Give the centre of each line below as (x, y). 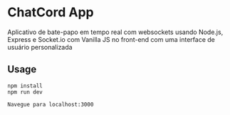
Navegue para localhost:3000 (51, 104)
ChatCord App (51, 12)
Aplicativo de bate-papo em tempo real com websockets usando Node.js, (115, 32)
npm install (25, 86)
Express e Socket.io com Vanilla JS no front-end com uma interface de (111, 39)
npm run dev (25, 92)
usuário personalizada (40, 47)
